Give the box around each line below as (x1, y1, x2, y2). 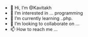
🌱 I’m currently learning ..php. (10, 15, 73, 21)
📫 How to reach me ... (10, 26, 58, 32)
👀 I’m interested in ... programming (10, 10, 83, 16)
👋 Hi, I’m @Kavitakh (10, 5, 52, 10)
